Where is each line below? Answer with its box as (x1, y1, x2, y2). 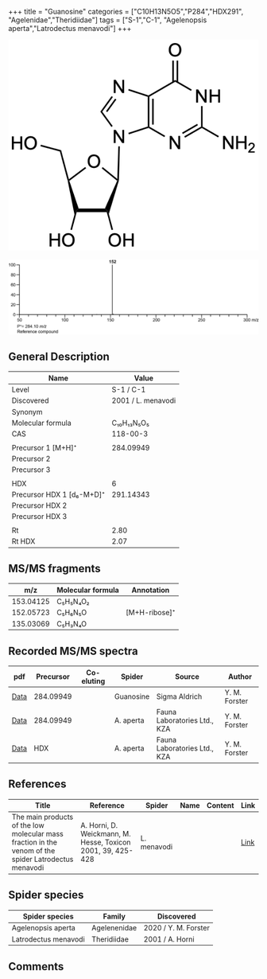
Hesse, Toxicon (80, 837, 131, 847)
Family (103, 911, 126, 922)
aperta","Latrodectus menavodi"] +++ (8, 24, 132, 33)
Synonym (11, 407, 43, 416)
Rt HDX (11, 536, 36, 546)
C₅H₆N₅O (56, 608, 87, 618)
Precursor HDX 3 (11, 512, 68, 521)
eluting (81, 676, 106, 685)
